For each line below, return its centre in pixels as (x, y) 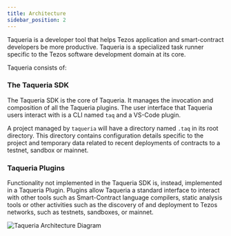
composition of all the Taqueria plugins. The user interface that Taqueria (110, 107)
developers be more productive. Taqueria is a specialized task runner (106, 47)
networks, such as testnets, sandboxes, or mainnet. (80, 212)
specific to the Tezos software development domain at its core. (97, 54)
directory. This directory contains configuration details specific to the (106, 136)
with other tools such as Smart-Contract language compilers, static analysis (115, 197)
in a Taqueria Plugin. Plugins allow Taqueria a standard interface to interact (113, 191)
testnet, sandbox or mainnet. (48, 150)
